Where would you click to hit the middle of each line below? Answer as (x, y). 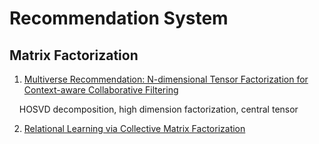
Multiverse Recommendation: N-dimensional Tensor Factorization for (166, 79)
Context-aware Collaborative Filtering (101, 90)
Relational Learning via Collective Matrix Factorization (134, 128)
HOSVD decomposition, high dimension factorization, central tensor (158, 109)
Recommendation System (119, 18)
